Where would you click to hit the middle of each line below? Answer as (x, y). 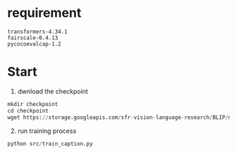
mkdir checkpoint (33, 104)
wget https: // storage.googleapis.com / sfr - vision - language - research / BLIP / (118, 117)
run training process (47, 131)
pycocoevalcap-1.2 (34, 44)
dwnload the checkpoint (53, 91)
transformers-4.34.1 (38, 32)
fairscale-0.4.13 (33, 38)
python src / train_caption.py (50, 143)
